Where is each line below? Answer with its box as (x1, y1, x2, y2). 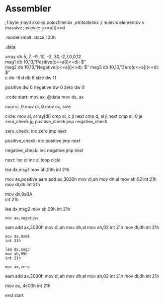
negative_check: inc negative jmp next (5, 147, 84, 153)
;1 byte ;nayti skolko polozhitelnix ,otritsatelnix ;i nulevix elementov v (5, 19, 145, 25)
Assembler (5, 3, 51, 14)
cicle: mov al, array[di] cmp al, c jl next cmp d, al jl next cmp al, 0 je (5, 113, 143, 119)
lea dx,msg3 (5, 247, 30, 252)
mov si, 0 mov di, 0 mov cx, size (5, 103, 71, 109)
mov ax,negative (5, 216, 39, 221)
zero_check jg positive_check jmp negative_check (5, 118, 108, 124)
